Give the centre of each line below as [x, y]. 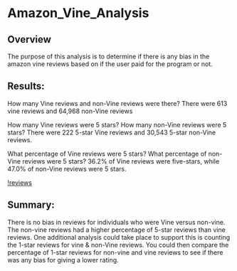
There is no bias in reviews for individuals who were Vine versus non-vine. [116, 222]
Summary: [31, 205]
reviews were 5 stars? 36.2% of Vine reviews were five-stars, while [121, 161]
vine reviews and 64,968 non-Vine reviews [70, 111]
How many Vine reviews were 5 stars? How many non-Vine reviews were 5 [117, 124]
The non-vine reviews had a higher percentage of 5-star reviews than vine [116, 230]
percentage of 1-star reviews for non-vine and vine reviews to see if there [115, 252]
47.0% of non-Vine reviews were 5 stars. [67, 169]
